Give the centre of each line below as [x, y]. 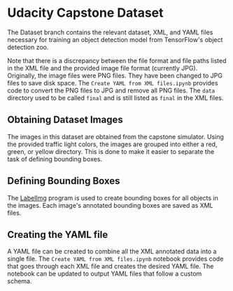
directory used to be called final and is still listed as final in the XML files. [115, 98]
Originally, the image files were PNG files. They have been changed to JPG [115, 76]
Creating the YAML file [58, 235]
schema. [20, 281]
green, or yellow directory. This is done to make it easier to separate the [111, 151]
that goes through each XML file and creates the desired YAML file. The [111, 267]
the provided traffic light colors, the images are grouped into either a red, [112, 144]
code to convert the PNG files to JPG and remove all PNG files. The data [111, 90]
